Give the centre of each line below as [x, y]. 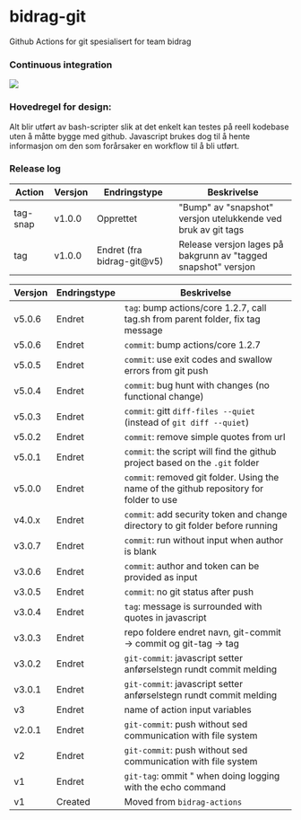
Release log [35, 169]
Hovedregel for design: [60, 107]
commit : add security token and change [206, 514]
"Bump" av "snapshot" [226, 207]
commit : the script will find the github [200, 451]
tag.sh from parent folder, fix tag [193, 319]
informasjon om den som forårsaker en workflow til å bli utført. [125, 145]
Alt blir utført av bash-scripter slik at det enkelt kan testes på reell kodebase [149, 127]
